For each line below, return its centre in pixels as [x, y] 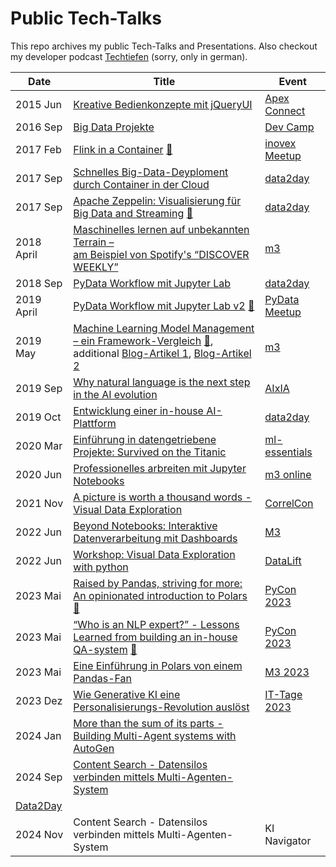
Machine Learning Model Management [164, 328]
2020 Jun [38, 474]
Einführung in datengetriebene [145, 439]
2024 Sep [39, 777]
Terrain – [94, 242]
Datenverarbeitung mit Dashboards [155, 538]
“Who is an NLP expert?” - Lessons [156, 624]
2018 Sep [39, 283]
